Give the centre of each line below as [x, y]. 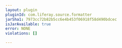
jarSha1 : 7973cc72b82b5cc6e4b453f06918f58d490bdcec [61, 19]
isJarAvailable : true [28, 24]
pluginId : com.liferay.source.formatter [49, 15]
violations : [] [21, 33]
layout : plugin [21, 10]
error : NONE [18, 29]
